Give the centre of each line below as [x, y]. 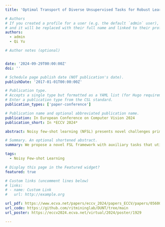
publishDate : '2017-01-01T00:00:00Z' [44, 82]
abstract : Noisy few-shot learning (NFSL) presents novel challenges [78, 131]
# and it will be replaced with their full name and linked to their [78, 28]
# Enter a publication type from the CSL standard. [59, 100]
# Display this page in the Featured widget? [52, 167]
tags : [11, 154]
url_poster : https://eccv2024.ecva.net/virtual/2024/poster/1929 [73, 213]
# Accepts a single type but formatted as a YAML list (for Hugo [73, 95]
